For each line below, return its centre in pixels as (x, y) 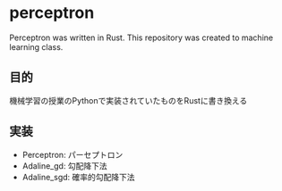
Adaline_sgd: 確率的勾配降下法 (79, 177)
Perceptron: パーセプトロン (73, 154)
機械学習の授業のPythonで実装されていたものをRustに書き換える (128, 100)
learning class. (36, 46)
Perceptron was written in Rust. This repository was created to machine (141, 37)
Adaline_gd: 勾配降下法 (64, 166)
